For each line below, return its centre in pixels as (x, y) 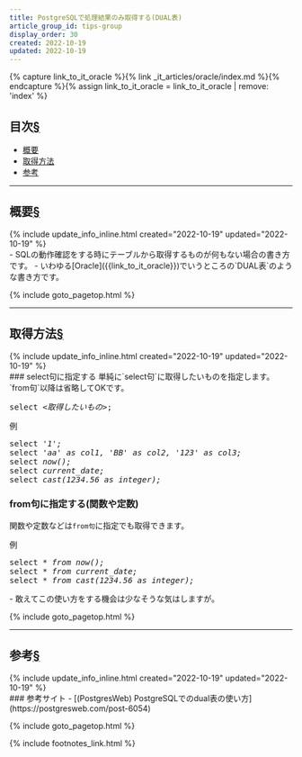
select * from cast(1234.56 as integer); (102, 580)
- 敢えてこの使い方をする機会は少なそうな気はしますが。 (115, 599)
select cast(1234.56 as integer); (85, 479)
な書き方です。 (37, 276)
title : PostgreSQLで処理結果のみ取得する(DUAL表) (96, 18)
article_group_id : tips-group (66, 26)
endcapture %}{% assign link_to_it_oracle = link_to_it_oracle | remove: (139, 86)
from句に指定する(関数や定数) (74, 504)
